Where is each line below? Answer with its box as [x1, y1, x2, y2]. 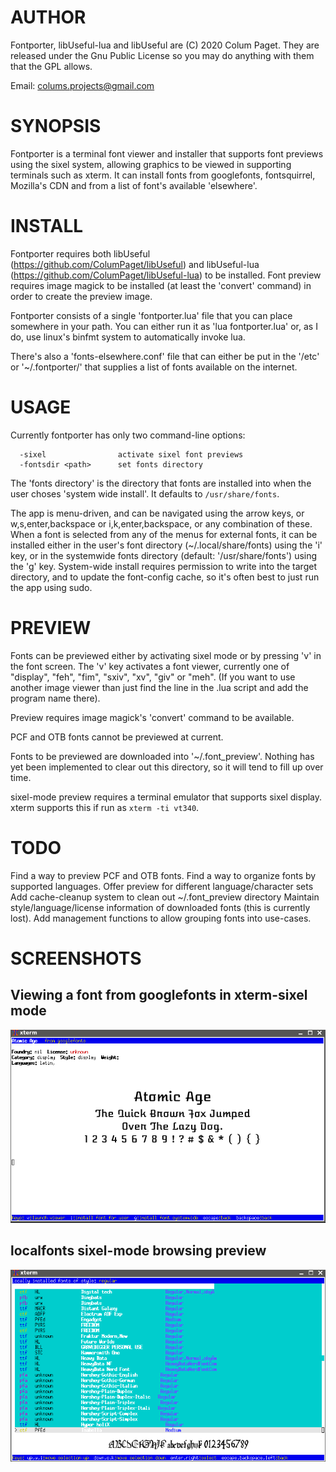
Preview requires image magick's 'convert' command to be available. [10, 711, 295, 723]
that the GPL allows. [10, 60, 93, 72]
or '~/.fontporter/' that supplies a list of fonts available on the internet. [10, 361, 298, 373]
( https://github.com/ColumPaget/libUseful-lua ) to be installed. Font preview [10, 269, 322, 281]
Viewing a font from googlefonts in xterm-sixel [10, 987, 308, 1004]
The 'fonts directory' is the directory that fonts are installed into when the [10, 477, 312, 489]
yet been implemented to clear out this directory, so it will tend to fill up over [10, 761, 324, 773]
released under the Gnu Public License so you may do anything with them [10, 49, 315, 61]
